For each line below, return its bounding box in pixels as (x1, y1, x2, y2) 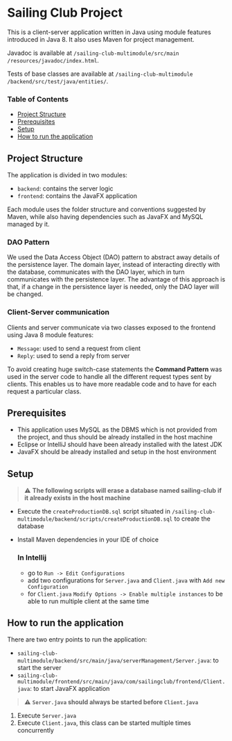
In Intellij (17, 553, 47, 562)
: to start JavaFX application (30, 685, 110, 693)
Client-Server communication (7, 307, 109, 317)
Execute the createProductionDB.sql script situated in (17, 507, 171, 516)
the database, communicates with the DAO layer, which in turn (7, 268, 185, 276)
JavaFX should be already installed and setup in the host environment (17, 448, 217, 456)
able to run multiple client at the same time (27, 596, 150, 605)
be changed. (7, 290, 44, 298)
